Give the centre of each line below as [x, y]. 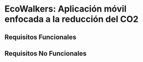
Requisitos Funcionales [40, 37]
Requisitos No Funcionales [46, 54]
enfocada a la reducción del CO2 [71, 19]
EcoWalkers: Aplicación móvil [66, 9]
